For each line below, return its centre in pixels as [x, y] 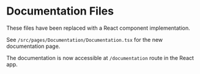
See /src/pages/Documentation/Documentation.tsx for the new [85, 39]
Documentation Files [60, 11]
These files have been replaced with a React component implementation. [98, 28]
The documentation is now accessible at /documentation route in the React [100, 58]
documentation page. [33, 46]
